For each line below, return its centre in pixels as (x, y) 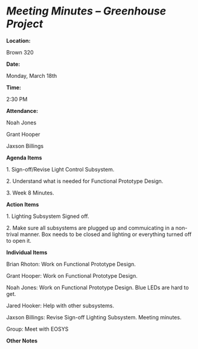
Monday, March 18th (32, 75)
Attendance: (22, 110)
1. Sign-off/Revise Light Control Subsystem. (60, 169)
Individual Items (27, 252)
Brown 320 (20, 52)
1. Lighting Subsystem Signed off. (48, 216)
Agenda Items (24, 158)
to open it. (19, 240)
